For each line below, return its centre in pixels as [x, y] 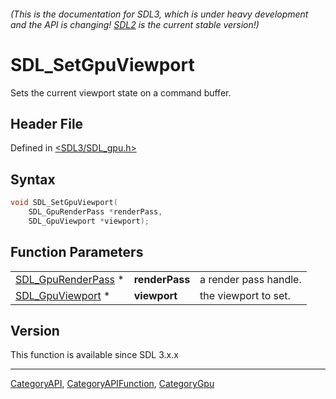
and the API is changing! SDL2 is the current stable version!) [135, 24]
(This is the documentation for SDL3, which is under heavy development [159, 14]
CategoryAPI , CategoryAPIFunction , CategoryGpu [112, 384]
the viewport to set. [245, 295]
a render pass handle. [250, 279]
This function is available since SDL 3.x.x [94, 355]
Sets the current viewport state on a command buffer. [121, 92]
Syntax [33, 179]
